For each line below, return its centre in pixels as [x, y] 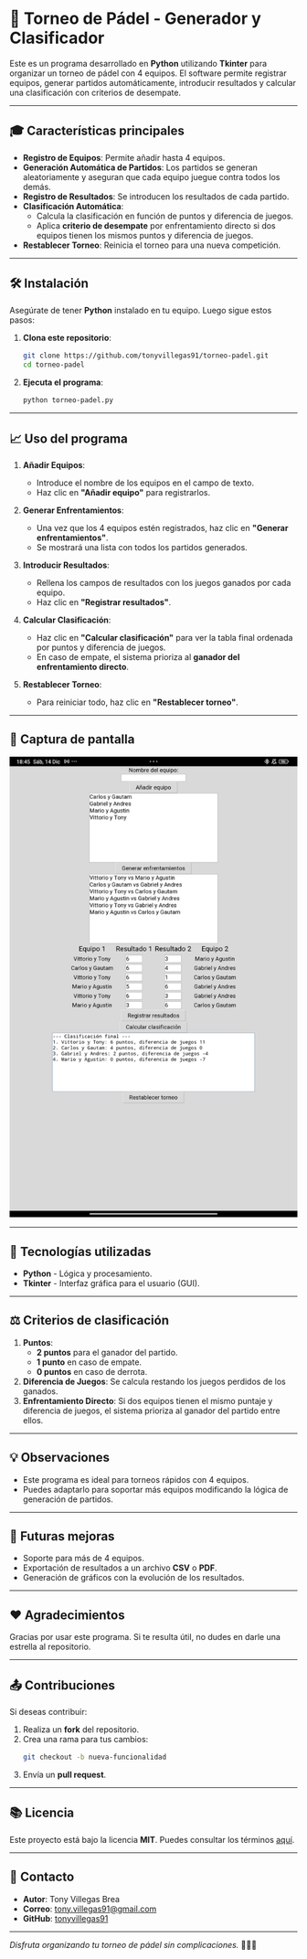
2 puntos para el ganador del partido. [107, 1352]
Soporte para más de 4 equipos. [83, 1559]
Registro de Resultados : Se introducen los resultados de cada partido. [156, 197]
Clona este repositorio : [67, 337]
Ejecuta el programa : [63, 382]
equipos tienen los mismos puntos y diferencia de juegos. [145, 235]
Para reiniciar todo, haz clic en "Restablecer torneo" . [138, 702]
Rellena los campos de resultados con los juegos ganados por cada [164, 583]
